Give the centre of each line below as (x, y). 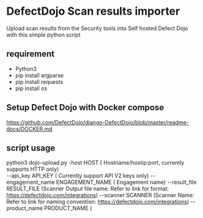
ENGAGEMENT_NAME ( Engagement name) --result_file (126, 182)
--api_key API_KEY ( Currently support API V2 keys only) (78, 176)
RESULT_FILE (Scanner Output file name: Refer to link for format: (88, 189)
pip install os (31, 88)
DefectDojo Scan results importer (93, 11)
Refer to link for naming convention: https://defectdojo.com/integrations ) (98, 202)
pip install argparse (39, 75)
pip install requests (39, 81)
